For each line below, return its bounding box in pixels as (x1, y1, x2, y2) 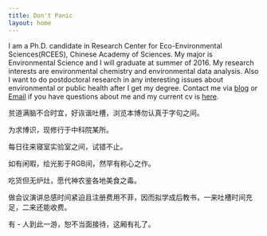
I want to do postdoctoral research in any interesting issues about (8, 75, 224, 84)
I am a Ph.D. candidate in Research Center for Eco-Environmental (8, 41, 222, 50)
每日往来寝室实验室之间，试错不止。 (8, 141, 128, 151)
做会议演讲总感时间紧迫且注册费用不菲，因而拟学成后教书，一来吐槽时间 (8, 192, 245, 202)
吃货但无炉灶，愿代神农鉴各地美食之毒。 (8, 176, 141, 185)
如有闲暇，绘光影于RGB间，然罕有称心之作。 (8, 158, 155, 168)
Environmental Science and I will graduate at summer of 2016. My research (8, 57, 255, 68)
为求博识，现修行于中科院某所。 (8, 125, 113, 134)
